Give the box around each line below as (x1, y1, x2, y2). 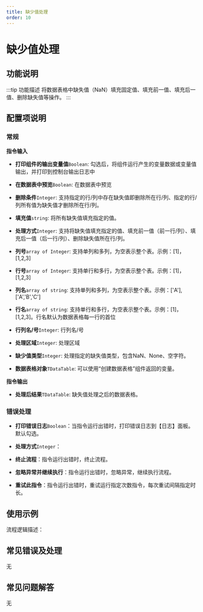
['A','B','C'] (15, 293, 41, 301)
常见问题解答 (6, 582, 55, 593)
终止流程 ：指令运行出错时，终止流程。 (15, 456, 111, 463)
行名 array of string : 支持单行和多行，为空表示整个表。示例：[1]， (15, 306, 182, 313)
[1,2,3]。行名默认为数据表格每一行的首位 (15, 313, 116, 321)
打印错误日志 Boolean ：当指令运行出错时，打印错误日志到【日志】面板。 (15, 423, 194, 430)
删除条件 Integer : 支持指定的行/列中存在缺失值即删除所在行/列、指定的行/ (15, 194, 198, 201)
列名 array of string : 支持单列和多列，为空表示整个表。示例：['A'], (15, 287, 183, 294)
